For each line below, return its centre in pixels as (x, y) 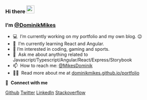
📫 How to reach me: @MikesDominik (53, 65)
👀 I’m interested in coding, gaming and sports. (61, 49)
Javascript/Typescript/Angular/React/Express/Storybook (72, 60)
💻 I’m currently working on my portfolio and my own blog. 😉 (77, 37)
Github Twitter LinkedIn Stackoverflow (45, 93)
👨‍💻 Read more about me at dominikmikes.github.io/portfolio (76, 73)
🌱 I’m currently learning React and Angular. (58, 44)
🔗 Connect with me (27, 83)
